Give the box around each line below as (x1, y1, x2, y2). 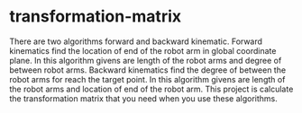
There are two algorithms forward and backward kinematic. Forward (9, 36, 263, 47)
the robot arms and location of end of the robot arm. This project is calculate (9, 83, 294, 94)
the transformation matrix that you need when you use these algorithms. (9, 92, 278, 104)
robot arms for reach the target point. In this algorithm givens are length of (9, 74, 286, 84)
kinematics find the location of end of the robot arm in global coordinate (9, 45, 277, 56)
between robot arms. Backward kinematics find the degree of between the (9, 65, 287, 75)
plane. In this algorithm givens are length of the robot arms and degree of (9, 55, 282, 65)
